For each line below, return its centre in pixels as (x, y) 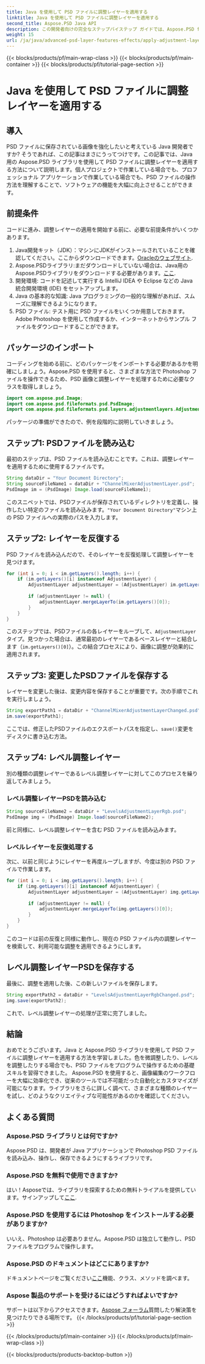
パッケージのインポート (50, 348)
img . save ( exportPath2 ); (37, 1001)
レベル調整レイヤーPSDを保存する (70, 967)
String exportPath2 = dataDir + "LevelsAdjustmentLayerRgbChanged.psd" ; (101, 995)
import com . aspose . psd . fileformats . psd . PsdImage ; (71, 404)
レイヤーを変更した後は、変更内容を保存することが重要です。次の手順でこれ (102, 691)
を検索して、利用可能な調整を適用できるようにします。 (75, 946)
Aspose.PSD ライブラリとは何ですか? (62, 1136)
